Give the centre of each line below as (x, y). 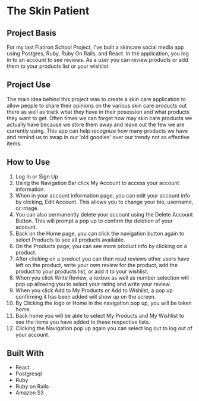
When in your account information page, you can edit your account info (103, 195)
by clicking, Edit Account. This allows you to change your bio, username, (104, 202)
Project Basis (32, 33)
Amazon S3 (29, 393)
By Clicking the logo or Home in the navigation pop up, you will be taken (103, 303)
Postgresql (29, 374)
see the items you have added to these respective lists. (83, 322)
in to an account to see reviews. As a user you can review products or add (98, 60)
